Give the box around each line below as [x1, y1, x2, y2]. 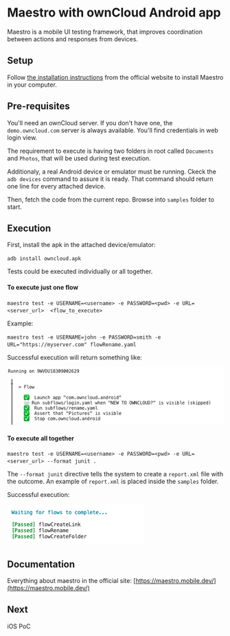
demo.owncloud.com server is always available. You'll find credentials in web [7, 126, 218, 134]
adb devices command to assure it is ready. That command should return [7, 174, 214, 183]
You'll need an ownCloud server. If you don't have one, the [7, 118, 173, 127]
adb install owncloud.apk [7, 255, 81, 262]
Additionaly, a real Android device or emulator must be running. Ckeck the [7, 167, 216, 176]
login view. [7, 133, 38, 142]
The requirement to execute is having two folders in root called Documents [7, 147, 214, 155]
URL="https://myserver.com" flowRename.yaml [7, 341, 137, 348]
